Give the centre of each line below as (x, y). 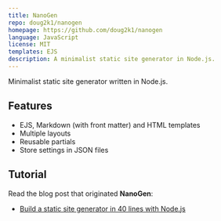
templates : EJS (33, 52)
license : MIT (29, 45)
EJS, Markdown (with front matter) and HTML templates (110, 125)
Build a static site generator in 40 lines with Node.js (102, 208)
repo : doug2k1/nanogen (45, 23)
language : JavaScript (43, 37)
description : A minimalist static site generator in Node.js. (112, 60)
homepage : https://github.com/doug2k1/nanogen (85, 30)
